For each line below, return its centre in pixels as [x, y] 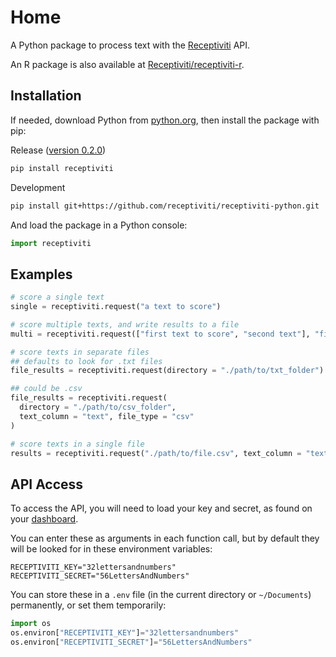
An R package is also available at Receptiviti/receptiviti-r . [127, 64]
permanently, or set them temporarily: [88, 605]
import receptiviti [51, 243]
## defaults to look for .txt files [86, 361]
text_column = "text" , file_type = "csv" [107, 416]
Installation [46, 96]
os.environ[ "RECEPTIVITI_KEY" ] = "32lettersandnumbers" [125, 633]
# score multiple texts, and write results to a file [125, 324]
